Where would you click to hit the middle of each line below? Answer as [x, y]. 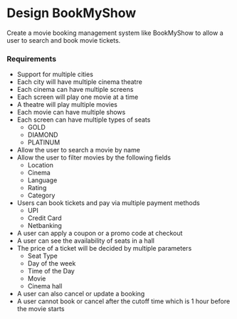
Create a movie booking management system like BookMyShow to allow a [115, 33]
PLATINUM [44, 142]
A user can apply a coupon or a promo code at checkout [100, 234]
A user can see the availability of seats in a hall [85, 241]
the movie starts [41, 309]
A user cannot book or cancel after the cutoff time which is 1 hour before [123, 301]
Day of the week [52, 263]
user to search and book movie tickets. [64, 40]
